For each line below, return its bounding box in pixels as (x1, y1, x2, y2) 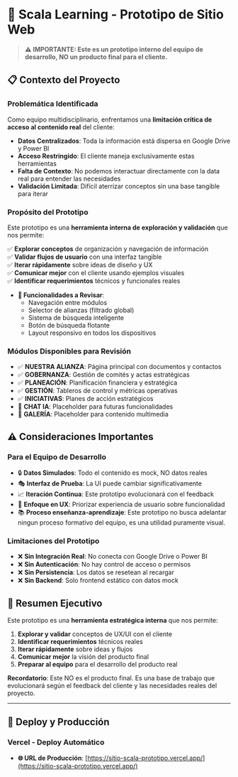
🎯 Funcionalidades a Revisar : (17, 291, 105, 299)
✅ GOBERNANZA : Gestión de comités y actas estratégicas (17, 370, 190, 379)
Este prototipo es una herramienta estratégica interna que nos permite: (7, 616, 218, 625)
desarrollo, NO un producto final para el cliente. (24, 53, 168, 61)
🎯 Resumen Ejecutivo (7, 597, 103, 609)
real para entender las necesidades (17, 174, 121, 183)
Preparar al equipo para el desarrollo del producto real (17, 660, 178, 669)
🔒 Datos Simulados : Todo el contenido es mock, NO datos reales (17, 468, 208, 477)
